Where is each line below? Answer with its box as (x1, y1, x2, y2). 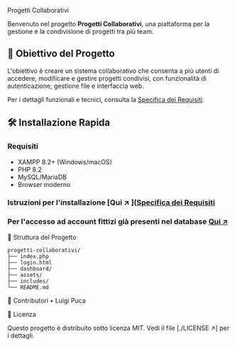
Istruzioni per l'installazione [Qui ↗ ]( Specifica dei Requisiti (7, 198, 215, 207)
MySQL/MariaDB (17, 173, 67, 181)
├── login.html (7, 258, 53, 266)
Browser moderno (17, 180, 71, 188)
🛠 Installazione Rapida (7, 117, 111, 129)
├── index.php (7, 253, 50, 260)
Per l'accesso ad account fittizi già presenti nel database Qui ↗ (7, 217, 228, 227)
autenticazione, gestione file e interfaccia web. (7, 81, 144, 90)
